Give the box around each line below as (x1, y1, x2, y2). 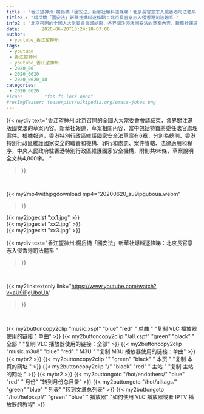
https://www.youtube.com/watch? (71, 282, 157, 290)
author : (6, 32, 26, 38)
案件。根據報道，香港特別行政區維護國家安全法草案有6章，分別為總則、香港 (6, 132, 196, 139)
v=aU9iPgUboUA (6, 289, 49, 296)
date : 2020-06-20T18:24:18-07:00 (6, 25, 110, 32)
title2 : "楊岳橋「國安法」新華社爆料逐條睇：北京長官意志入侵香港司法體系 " (6, 15, 179, 21)
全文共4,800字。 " (6, 154, 52, 161)
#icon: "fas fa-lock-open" (6, 93, 94, 100)
